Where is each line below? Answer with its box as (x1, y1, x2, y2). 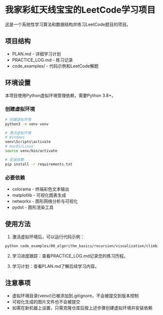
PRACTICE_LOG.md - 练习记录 (12, 57, 73, 63)
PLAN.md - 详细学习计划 (12, 51, 62, 56)
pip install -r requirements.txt (5, 161, 73, 167)
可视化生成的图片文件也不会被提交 (12, 298, 81, 304)
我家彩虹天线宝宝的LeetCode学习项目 (5, 4, 156, 16)
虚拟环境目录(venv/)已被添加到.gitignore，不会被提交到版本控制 (12, 293, 139, 298)
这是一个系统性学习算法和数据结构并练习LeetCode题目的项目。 (5, 21, 131, 27)
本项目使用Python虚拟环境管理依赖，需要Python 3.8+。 (5, 92, 116, 98)
